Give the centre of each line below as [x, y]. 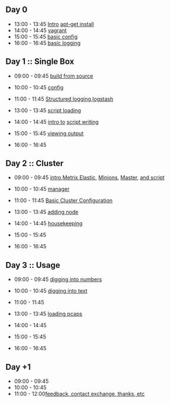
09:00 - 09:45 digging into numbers [58, 279]
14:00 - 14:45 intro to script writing [56, 121]
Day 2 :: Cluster [35, 163]
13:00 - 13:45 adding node [46, 212]
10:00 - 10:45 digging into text [51, 291]
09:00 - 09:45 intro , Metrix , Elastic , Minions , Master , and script [89, 178]
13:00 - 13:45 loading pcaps [48, 314]
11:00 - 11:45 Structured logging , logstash [64, 99]
